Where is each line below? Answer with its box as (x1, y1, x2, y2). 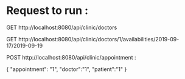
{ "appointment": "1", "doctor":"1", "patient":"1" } (6, 65, 127, 73)
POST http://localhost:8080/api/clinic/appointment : (6, 53, 136, 61)
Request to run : (6, 4, 89, 18)
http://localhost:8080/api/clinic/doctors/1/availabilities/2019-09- (18, 35, 180, 43)
